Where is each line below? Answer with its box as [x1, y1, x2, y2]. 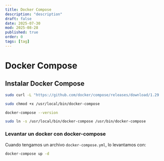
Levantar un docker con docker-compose [5, 131, 106, 138]
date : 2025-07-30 [5, 21, 41, 26]
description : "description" [5, 12, 63, 17]
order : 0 [5, 35, 23, 40]
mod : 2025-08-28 [5, 25, 38, 30]
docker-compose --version [5, 110, 58, 115]
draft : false [5, 16, 32, 21]
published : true [5, 30, 38, 35]
